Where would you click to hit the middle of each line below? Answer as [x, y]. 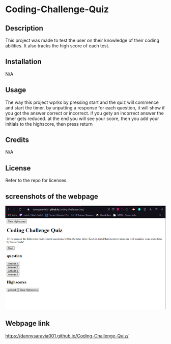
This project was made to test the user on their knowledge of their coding [82, 40]
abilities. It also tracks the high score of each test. [58, 46]
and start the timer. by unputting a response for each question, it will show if [85, 107]
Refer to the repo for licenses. [36, 180]
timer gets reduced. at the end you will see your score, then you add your [82, 119]
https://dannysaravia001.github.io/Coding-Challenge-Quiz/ [67, 336]
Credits [17, 140]
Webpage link [27, 323]
